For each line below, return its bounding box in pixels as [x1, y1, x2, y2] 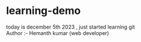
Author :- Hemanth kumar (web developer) [6, 29, 109, 36]
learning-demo [6, 4, 81, 17]
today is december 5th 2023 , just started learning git [6, 23, 135, 30]
